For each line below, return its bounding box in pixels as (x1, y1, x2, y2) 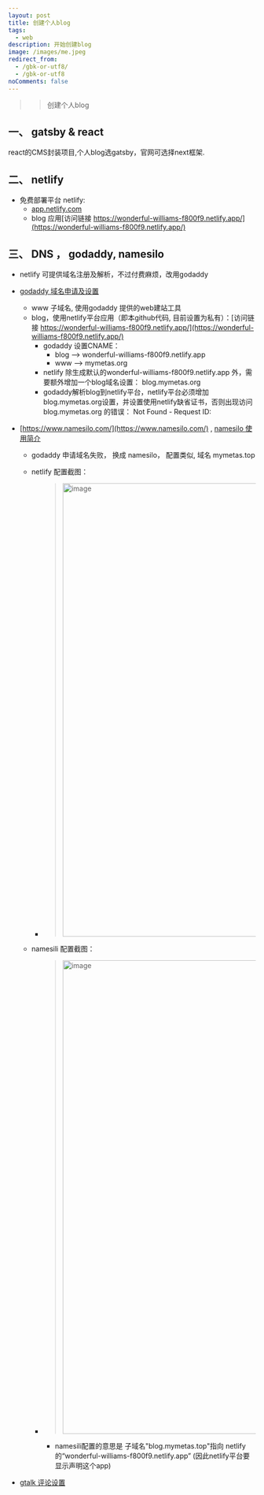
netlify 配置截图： (31, 466, 89, 477)
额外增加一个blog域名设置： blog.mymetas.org (49, 377, 201, 387)
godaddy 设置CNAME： (42, 340, 120, 351)
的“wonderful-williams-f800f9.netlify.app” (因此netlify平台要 (54, 1451, 250, 1460)
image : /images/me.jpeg (8, 48, 86, 56)
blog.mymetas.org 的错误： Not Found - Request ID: (42, 406, 212, 416)
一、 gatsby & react (8, 125, 104, 139)
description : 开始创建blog (8, 41, 92, 49)
